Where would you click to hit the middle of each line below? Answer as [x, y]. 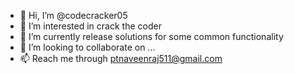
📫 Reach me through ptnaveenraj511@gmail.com [121, 58]
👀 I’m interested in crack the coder [90, 26]
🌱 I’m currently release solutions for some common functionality [151, 36]
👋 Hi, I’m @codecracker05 [73, 15]
